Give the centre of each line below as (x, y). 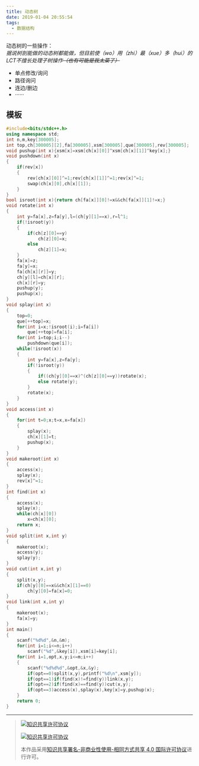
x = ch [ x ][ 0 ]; (42, 519)
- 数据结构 (23, 28)
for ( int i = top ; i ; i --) (43, 338)
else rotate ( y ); (58, 382)
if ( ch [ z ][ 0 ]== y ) (47, 233)
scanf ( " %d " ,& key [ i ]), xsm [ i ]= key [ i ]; (73, 652)
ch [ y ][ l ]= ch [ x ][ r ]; (41, 277)
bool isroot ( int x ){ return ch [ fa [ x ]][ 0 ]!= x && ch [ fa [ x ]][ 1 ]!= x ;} (86, 200)
